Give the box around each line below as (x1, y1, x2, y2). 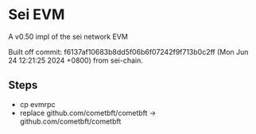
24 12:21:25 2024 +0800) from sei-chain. (8, 56, 143, 65)
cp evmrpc (19, 99, 56, 109)
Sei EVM (8, 6, 65, 24)
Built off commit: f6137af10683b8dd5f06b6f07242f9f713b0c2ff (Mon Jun (8, 47, 249, 56)
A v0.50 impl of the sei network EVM (8, 32, 129, 41)
